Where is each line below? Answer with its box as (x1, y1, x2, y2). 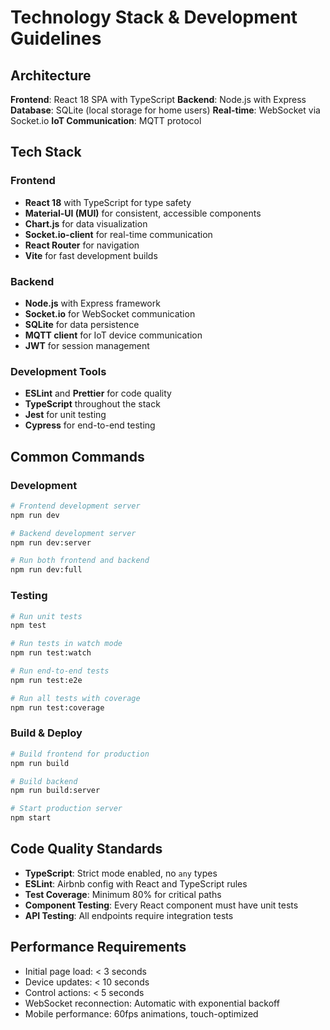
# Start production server (10, 804, 123, 814)
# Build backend (10, 776, 78, 786)
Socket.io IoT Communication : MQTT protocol (10, 115, 202, 126)
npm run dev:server (10, 537, 92, 548)
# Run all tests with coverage (10, 693, 141, 703)
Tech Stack (10, 144, 82, 161)
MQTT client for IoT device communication (24, 329, 203, 341)
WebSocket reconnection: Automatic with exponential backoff (24, 997, 280, 1009)
